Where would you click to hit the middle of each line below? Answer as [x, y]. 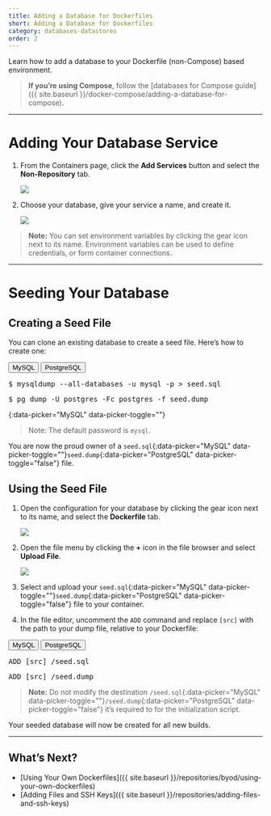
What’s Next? [43, 758]
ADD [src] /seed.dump [51, 676]
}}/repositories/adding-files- [213, 794]
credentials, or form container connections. [100, 253]
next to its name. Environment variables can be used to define [131, 244]
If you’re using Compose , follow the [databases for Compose [131, 86]
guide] [246, 86]
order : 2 [23, 38]
